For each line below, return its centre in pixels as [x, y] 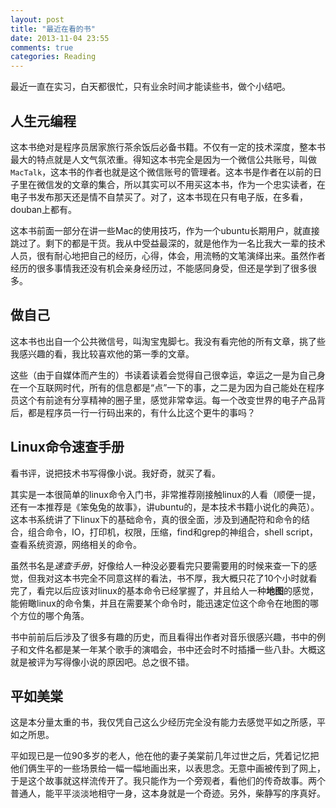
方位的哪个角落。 [54, 615]
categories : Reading [53, 57]
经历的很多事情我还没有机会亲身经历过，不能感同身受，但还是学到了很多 [159, 268]
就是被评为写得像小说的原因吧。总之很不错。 [102, 662]
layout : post [37, 19]
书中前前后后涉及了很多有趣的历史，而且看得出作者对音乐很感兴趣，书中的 [163, 637]
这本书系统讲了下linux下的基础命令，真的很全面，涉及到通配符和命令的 [156, 519]
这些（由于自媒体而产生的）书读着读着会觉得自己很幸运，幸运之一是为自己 [163, 375]
